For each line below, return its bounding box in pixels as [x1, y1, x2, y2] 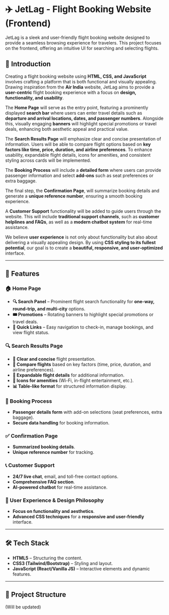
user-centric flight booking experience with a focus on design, [5, 89, 137, 96]
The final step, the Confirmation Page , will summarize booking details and [5, 187, 159, 194]
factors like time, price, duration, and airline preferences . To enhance [5, 147, 152, 153]
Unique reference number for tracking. [12, 449, 95, 455]
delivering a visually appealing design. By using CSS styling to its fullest [5, 239, 156, 245]
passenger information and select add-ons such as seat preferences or [5, 172, 153, 178]
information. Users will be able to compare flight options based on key [5, 141, 151, 147]
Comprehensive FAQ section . [12, 479, 75, 485]
